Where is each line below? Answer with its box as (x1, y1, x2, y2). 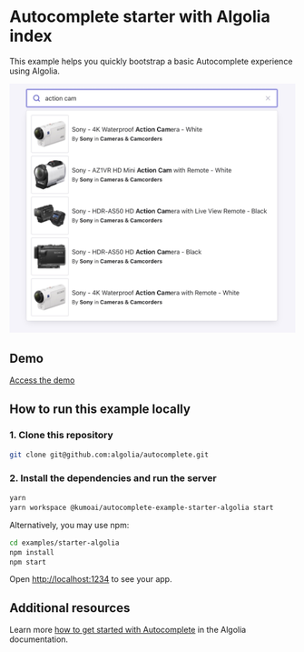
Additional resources (9, 600, 131, 616)
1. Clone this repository (9, 428, 113, 441)
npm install (9, 547, 54, 557)
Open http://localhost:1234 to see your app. (9, 574, 172, 585)
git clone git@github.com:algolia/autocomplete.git (9, 450, 209, 459)
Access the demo (9, 375, 75, 386)
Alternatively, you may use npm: (9, 519, 130, 530)
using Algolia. (9, 65, 61, 76)
